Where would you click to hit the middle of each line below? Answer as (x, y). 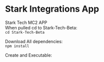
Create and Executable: (29, 55)
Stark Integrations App (52, 9)
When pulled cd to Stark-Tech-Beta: (41, 27)
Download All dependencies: (34, 41)
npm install (17, 46)
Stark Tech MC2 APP (26, 22)
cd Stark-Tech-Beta (25, 32)
